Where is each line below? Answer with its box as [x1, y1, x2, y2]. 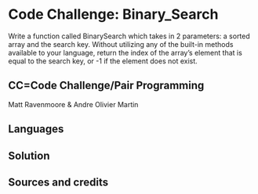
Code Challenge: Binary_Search [8, 5, 219, 23]
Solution [8, 149, 50, 162]
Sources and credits [8, 175, 108, 189]
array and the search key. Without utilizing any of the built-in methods [8, 39, 234, 48]
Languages [8, 123, 64, 136]
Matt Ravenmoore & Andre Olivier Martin [8, 99, 139, 109]
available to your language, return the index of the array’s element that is [8, 48, 243, 57]
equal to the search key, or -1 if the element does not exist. [8, 56, 198, 66]
